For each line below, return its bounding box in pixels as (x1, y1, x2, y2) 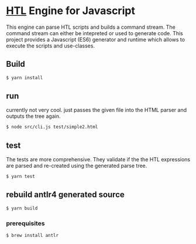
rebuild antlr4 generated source (6, 189, 125, 200)
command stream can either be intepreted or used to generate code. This (6, 29, 183, 36)
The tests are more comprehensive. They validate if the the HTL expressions (6, 156, 191, 163)
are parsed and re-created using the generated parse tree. (6, 162, 147, 170)
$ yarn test (6, 174, 35, 179)
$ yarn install (6, 74, 43, 80)
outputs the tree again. (6, 113, 61, 120)
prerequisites (6, 219, 45, 227)
